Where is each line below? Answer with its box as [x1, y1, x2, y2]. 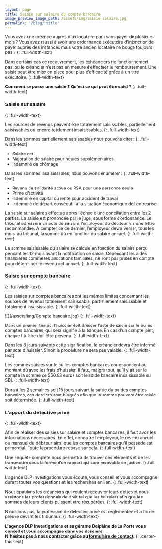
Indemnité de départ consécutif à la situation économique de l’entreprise [12, 200, 157, 206]
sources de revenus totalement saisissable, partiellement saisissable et [5, 298, 147, 304]
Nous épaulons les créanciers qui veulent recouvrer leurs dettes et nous [5, 489, 149, 495]
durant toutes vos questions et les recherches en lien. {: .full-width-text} [5, 480, 149, 485]
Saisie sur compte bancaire [5, 273, 71, 279]
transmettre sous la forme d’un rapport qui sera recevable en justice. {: [5, 460, 146, 465]
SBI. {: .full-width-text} [5, 377, 50, 383]
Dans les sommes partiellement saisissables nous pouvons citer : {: [5, 136, 139, 142]
